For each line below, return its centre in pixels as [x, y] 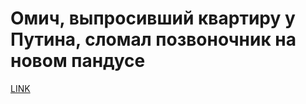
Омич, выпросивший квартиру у [153, 18]
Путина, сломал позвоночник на [153, 39]
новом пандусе [78, 61]
